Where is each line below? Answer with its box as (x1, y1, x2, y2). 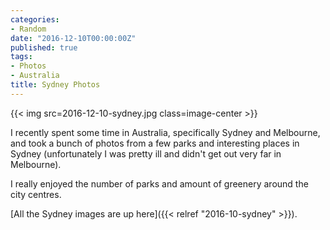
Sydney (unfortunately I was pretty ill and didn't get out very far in (10, 147, 282, 160)
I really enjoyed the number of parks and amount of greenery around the (10, 177, 309, 190)
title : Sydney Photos (10, 80, 101, 90)
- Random (10, 24, 47, 34)
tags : (10, 52, 33, 62)
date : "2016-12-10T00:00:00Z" (10, 33, 137, 43)
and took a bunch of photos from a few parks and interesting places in (10, 137, 300, 149)
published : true (10, 42, 78, 53)
